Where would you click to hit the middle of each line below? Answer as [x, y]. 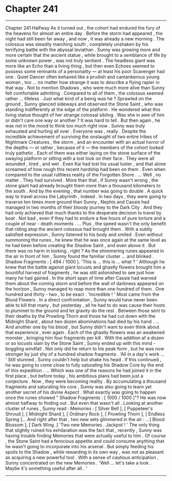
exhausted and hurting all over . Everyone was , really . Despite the [76, 131]
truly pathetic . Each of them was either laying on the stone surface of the [83, 153]
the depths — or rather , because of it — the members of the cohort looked [84, 147]
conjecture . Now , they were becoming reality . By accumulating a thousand [86, 381]
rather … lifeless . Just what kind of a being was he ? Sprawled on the [79, 98]
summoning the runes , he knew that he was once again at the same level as [86, 240]
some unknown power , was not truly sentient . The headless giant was [80, 60]
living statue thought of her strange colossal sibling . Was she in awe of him [85, 115]
